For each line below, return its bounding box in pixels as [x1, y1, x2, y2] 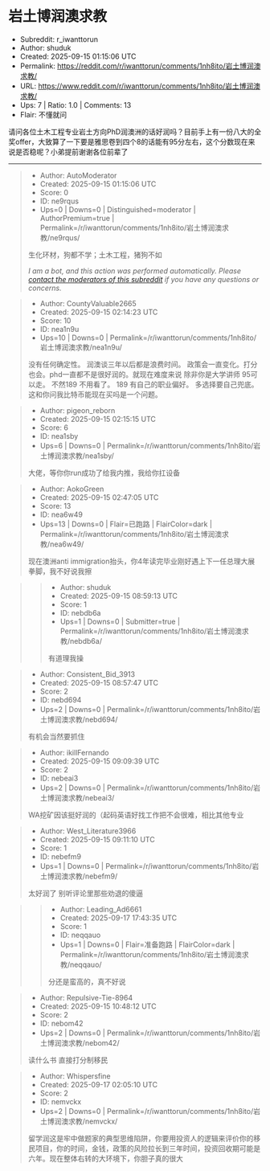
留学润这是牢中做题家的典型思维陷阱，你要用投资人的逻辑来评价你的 [27, 1133, 254, 1143]
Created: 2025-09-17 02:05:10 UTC [39, 1079, 158, 1089]
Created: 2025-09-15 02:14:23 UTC [39, 307, 158, 317]
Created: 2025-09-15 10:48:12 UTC [39, 1001, 157, 1011]
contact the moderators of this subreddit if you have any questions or [27, 274, 260, 284]
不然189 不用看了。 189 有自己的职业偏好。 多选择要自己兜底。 [51, 379, 259, 389]
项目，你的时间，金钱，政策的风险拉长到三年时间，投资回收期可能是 [35, 1143, 261, 1153]
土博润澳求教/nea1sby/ [39, 451, 115, 461]
